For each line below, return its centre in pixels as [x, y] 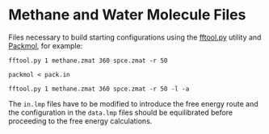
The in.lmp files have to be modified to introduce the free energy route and [133, 103]
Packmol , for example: [46, 45]
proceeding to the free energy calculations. [80, 121]
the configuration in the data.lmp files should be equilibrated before [121, 112]
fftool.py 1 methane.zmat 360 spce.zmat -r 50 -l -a [99, 89]
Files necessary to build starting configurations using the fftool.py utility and [135, 37]
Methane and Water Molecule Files [127, 15]
